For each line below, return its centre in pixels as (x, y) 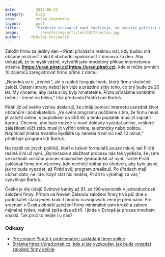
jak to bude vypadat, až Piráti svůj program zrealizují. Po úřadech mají (76, 169)
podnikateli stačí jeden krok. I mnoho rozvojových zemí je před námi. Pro (79, 199)
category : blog (25, 14)
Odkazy (15, 228)
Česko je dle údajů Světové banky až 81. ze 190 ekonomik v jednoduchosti (80, 189)
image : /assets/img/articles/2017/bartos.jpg (62, 33)
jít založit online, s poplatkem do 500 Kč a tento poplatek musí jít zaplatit (78, 117)
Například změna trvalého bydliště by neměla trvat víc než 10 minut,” (74, 133)
